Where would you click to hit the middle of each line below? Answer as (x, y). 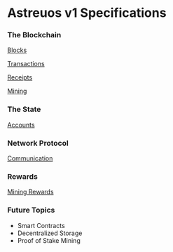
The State (24, 109)
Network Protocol (38, 143)
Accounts (21, 125)
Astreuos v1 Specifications (87, 13)
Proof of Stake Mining (49, 240)
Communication (30, 158)
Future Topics (31, 210)
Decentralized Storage (50, 233)
